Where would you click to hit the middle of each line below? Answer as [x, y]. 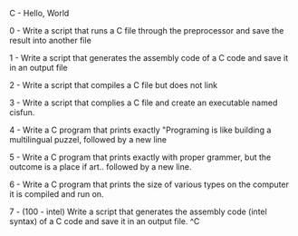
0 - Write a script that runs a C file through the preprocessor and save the [147, 30]
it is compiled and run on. [57, 194]
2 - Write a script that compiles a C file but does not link [114, 85]
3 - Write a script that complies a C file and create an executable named [144, 103]
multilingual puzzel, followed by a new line [88, 139]
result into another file [51, 40]
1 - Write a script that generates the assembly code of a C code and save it [149, 58]
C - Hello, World [39, 13]
